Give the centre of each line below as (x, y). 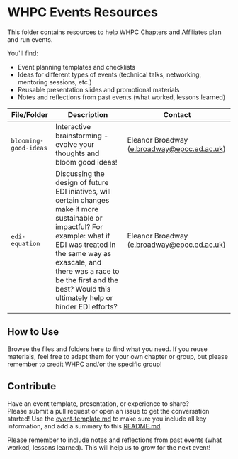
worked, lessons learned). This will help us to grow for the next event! (109, 447)
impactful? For (79, 226)
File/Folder (29, 114)
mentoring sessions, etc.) (55, 82)
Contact (177, 114)
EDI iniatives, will (83, 191)
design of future (82, 182)
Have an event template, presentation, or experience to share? (98, 403)
